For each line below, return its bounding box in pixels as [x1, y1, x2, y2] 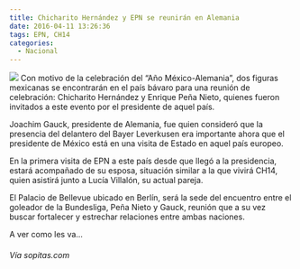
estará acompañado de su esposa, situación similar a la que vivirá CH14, [9, 165, 278, 176]
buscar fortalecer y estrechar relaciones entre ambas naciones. [9, 211, 245, 222]
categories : [9, 38, 54, 48]
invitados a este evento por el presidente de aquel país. [9, 101, 215, 113]
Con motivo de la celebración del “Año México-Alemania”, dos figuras [20, 73, 279, 84]
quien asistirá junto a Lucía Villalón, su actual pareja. [9, 175, 204, 186]
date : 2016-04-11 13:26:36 [9, 22, 111, 31]
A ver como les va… [9, 229, 84, 240]
